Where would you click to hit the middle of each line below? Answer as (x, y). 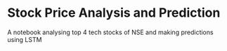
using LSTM (25, 39)
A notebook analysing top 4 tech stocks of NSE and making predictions (110, 32)
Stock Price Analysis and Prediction (114, 13)
